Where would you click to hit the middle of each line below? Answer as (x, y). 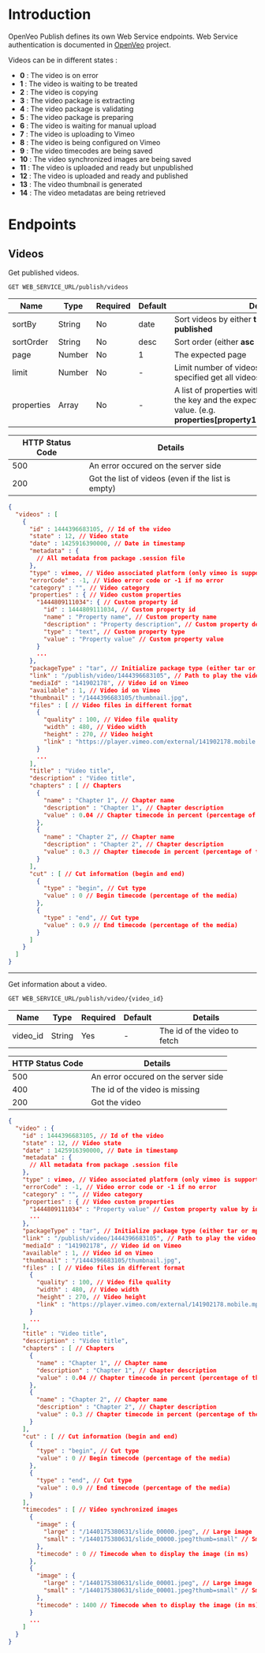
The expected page (210, 354)
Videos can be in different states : (63, 60)
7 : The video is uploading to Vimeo (77, 134)
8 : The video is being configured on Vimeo (90, 142)
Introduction (50, 15)
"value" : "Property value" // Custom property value (133, 639)
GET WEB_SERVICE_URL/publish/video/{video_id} (86, 999)
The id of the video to (199, 1031)
